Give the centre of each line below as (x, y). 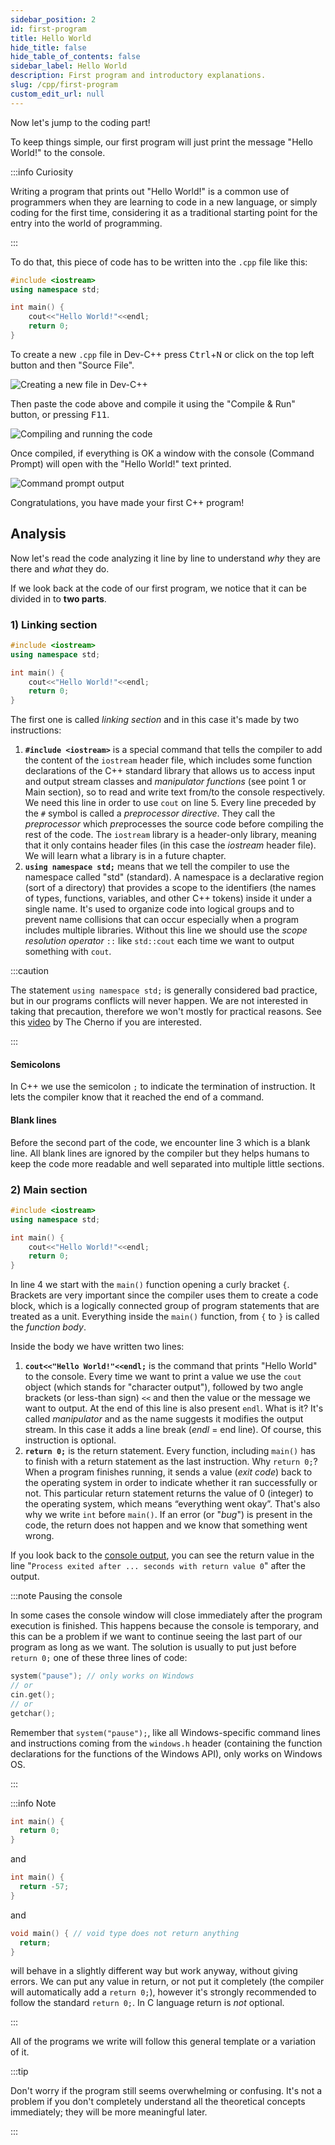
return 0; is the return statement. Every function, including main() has (170, 1451)
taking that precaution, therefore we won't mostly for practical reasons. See (166, 1012)
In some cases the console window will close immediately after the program (166, 1615)
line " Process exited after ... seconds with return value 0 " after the (158, 1566)
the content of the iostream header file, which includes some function (168, 760)
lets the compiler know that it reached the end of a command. (137, 1097)
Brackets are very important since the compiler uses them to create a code (164, 1295)
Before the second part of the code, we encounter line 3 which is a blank (160, 1142)
